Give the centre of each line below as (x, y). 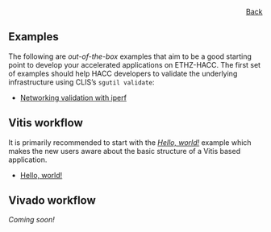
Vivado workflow (52, 201)
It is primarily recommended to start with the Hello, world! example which (130, 142)
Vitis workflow (46, 123)
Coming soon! (31, 220)
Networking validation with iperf (73, 97)
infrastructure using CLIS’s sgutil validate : (81, 82)
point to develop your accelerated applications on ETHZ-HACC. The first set (134, 64)
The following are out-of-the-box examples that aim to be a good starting (130, 56)
